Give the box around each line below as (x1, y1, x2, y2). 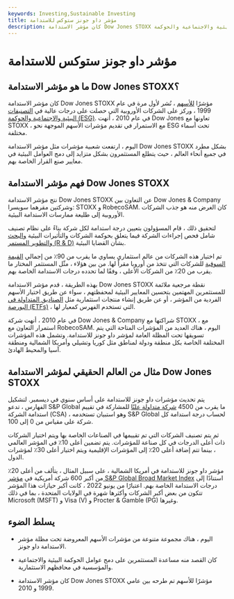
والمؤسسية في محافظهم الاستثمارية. (17, 563, 113, 571)
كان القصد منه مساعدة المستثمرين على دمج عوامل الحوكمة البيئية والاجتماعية (17, 555, 217, 564)
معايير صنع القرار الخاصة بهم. (8, 157, 83, 166)
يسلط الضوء (8, 516, 55, 528)
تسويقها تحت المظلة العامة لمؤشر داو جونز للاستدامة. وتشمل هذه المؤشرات (8, 331, 204, 340)
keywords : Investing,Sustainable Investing (8, 10, 136, 17)
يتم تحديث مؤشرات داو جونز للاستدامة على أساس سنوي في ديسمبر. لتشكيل (8, 395, 206, 404)
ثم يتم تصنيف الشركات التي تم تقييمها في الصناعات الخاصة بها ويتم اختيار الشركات (8, 431, 219, 439)
